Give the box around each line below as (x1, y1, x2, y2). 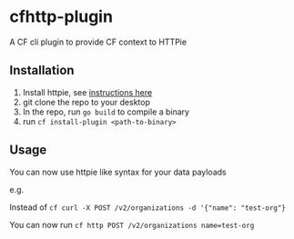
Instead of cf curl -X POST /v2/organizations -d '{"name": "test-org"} (9, 202, 287, 213)
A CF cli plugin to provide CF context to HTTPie (9, 36, 188, 47)
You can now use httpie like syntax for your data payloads (9, 166, 227, 177)
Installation (9, 63, 75, 78)
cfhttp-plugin (9, 6, 114, 27)
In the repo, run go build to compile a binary (22, 106, 189, 117)
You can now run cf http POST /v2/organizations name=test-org (9, 219, 255, 230)
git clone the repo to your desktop (22, 96, 150, 107)
